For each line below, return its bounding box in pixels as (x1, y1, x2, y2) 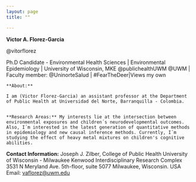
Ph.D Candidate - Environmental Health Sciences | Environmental (6, 59, 166, 66)
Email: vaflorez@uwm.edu (6, 169, 70, 176)
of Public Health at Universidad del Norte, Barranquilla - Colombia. (6, 98, 185, 104)
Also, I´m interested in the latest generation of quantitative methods (6, 124, 190, 130)
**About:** (6, 82, 33, 89)
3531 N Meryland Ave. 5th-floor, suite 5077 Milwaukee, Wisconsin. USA (6, 162, 181, 170)
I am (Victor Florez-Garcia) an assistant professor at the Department (6, 93, 187, 99)
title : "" (6, 14, 31, 20)
